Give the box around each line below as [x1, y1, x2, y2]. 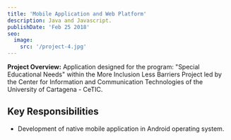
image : [13, 37, 33, 44]
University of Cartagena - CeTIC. [7, 86, 103, 93]
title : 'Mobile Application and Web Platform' [7, 10, 147, 18]
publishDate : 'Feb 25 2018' [7, 23, 90, 30]
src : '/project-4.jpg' [20, 43, 87, 50]
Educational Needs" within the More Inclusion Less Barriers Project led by [7, 70, 223, 78]
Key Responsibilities [7, 105, 99, 117]
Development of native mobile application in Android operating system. [17, 124, 225, 133]
